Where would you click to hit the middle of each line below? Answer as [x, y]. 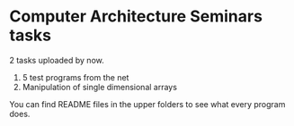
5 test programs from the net [76, 77]
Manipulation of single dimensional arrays [100, 87]
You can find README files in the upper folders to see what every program [147, 104]
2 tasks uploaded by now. [57, 60]
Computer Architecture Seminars [136, 17]
